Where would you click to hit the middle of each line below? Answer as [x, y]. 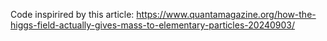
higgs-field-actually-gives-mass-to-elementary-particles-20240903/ [153, 25]
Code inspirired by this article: [72, 14]
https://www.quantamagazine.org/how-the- [226, 14]
